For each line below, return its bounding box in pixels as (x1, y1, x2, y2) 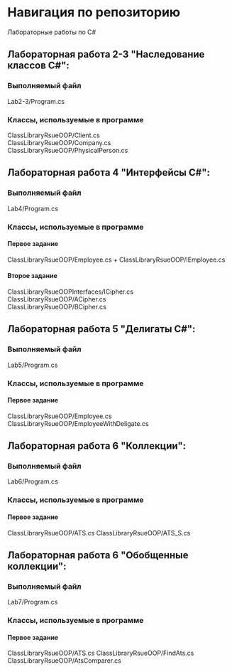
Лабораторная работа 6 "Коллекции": (7, 440, 187, 452)
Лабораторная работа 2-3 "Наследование (7, 48, 205, 60)
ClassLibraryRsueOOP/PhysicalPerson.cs (7, 146, 128, 154)
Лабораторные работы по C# (7, 28, 96, 36)
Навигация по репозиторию (7, 4, 181, 21)
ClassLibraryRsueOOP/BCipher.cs (7, 302, 106, 311)
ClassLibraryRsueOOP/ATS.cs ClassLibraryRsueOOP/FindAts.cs (7, 649, 194, 658)
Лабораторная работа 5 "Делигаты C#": (7, 323, 196, 335)
